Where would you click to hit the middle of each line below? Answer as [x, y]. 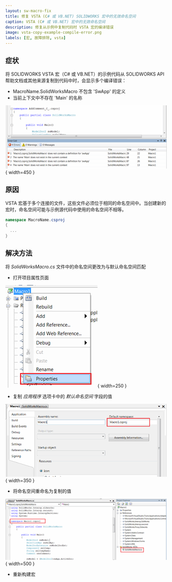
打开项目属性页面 [31, 277]
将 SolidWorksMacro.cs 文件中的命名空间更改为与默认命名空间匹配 [76, 267]
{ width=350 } [20, 481]
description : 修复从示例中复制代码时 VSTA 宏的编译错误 [60, 27]
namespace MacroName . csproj [35, 220]
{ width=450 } [20, 172]
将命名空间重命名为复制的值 [42, 491]
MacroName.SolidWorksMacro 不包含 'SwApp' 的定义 [69, 91]
